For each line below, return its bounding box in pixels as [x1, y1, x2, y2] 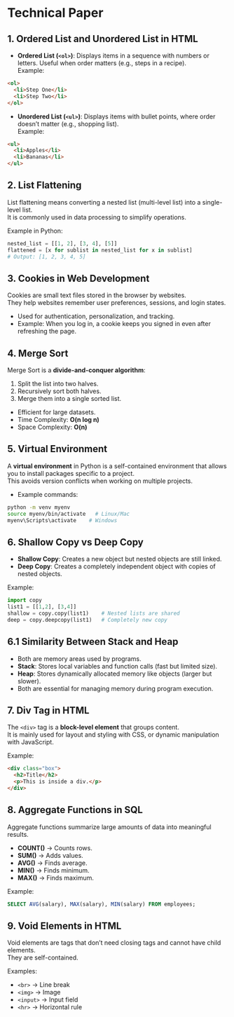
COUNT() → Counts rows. [17, 843, 92, 852]
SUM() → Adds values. [17, 851, 84, 859]
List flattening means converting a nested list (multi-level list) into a [7, 198, 201, 206]
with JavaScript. [7, 738, 54, 746]
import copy [7, 597, 42, 604]
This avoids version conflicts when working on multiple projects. [7, 477, 193, 485]
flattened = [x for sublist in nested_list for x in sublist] [7, 247, 193, 254]
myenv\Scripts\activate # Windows [7, 517, 118, 524]
